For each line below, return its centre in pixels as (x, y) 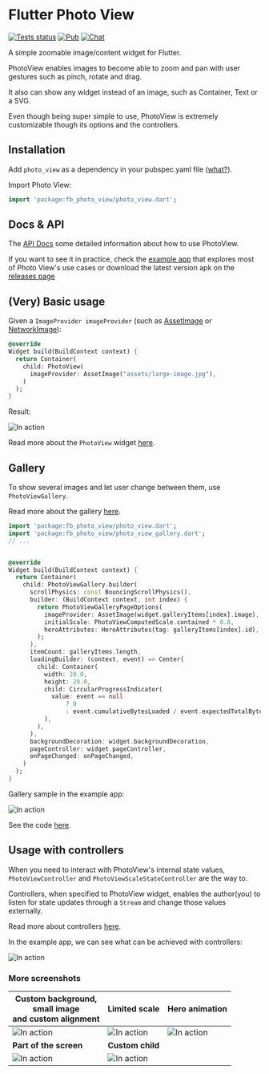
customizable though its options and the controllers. (94, 124)
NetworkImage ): (35, 330)
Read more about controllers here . (65, 926)
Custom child (134, 1046)
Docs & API (36, 225)
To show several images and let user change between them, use (114, 488)
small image (56, 1009)
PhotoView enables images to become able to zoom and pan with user (124, 68)
